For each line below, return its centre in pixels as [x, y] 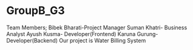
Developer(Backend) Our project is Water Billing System [76, 40]
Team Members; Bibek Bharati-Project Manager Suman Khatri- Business [97, 27]
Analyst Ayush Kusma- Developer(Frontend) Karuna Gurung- [82, 34]
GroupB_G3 [36, 11]
